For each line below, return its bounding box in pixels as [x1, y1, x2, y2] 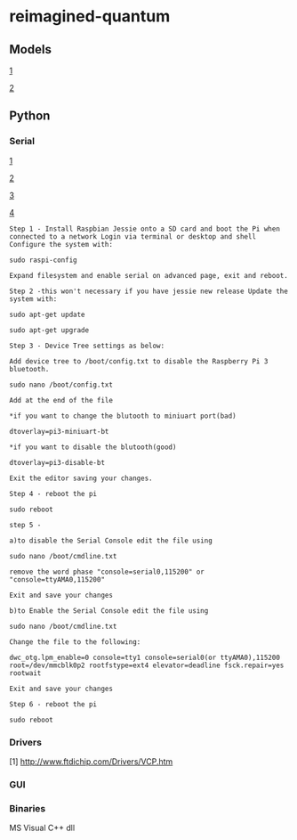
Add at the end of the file [9, 396, 114, 404]
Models [9, 42, 52, 57]
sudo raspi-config [9, 256, 77, 265]
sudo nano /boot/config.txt [9, 380, 114, 389]
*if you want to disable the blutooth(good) [9, 443, 177, 452]
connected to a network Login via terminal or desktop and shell [9, 232, 256, 241]
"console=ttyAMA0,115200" [9, 575, 105, 584]
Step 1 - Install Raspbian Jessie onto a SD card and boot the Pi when [9, 224, 280, 233]
